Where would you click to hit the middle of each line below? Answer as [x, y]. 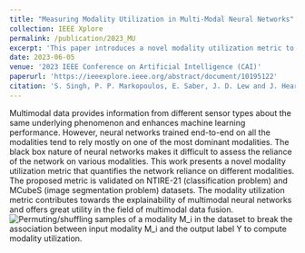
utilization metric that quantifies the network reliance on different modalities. [152, 170]
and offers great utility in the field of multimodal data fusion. [122, 209]
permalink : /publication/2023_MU [73, 38]
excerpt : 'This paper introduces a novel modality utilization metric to [152, 48]
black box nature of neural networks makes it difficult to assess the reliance [151, 151]
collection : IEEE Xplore [56, 29]
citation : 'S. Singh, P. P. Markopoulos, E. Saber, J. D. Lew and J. [144, 86]
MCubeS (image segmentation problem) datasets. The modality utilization [147, 190]
